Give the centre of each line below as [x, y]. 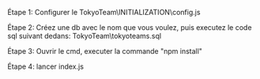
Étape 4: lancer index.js [46, 66]
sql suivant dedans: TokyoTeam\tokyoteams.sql [85, 36]
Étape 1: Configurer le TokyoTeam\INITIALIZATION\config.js [104, 12]
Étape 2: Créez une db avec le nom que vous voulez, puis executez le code [130, 27]
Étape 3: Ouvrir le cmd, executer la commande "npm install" [105, 51]
